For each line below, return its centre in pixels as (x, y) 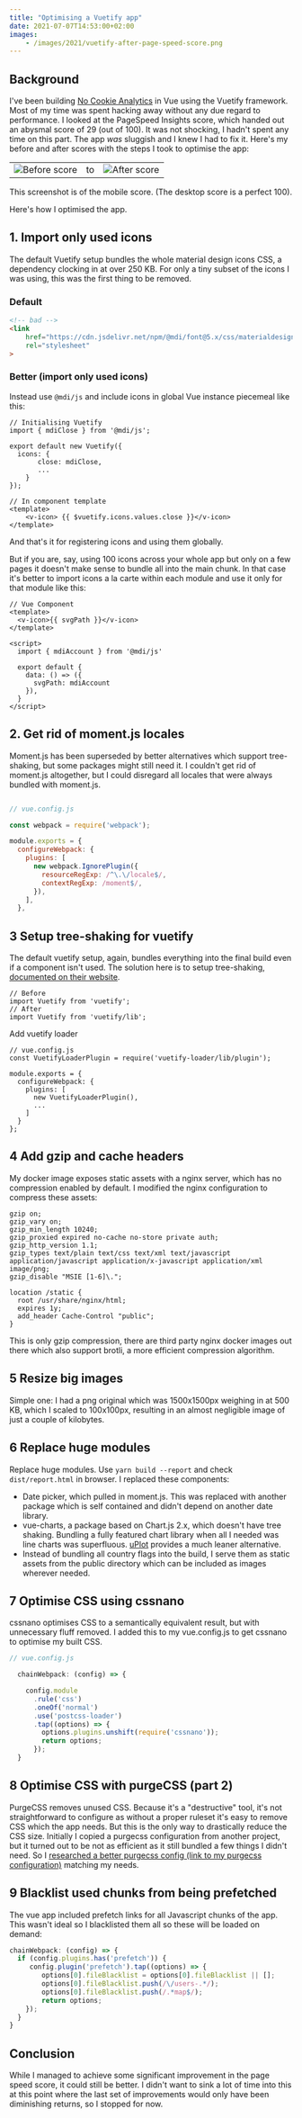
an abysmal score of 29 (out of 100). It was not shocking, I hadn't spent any (149, 130)
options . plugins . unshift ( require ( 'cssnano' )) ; (130, 1733)
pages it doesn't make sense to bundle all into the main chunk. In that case (147, 569)
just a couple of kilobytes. (57, 1419)
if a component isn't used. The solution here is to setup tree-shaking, (137, 967)
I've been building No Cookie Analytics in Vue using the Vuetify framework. (149, 101)
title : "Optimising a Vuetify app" (76, 18)
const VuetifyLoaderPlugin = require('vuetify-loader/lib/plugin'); (140, 1058)
